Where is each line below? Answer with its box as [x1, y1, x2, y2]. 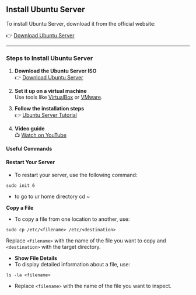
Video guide [14, 125, 45, 132]
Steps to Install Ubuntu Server [6, 54, 93, 62]
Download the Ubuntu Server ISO [14, 67, 97, 75]
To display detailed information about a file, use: [14, 261, 130, 268]
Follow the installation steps [14, 105, 85, 112]
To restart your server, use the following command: [14, 172, 138, 179]
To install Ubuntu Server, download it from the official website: [6, 20, 156, 27]
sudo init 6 [6, 183, 35, 189]
